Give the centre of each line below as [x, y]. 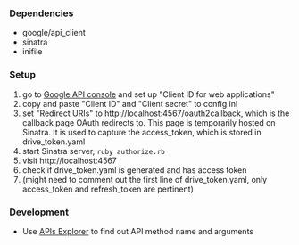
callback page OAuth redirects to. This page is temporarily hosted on [149, 122]
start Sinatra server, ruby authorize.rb [93, 151]
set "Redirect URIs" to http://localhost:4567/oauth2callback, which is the [156, 113]
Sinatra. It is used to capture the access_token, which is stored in [141, 132]
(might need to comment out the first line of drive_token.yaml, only [145, 179]
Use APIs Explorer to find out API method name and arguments [138, 231]
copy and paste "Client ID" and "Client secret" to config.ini [130, 103]
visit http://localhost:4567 [70, 160]
